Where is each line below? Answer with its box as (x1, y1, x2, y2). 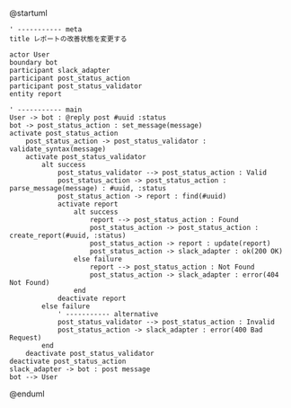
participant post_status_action (9, 74, 130, 83)
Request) (9, 333, 42, 342)
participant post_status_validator (9, 82, 143, 91)
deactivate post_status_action (9, 357, 127, 366)
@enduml (9, 388, 45, 399)
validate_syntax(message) (9, 145, 106, 154)
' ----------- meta (9, 25, 83, 34)
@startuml (9, 8, 48, 18)
